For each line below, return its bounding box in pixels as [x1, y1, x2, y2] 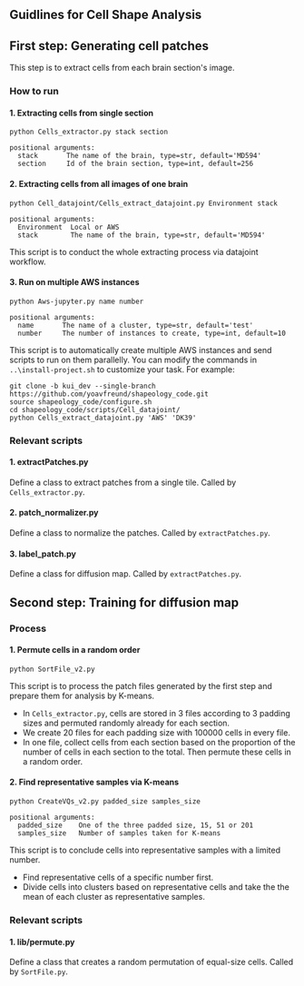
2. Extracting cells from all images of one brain [9, 178, 189, 189]
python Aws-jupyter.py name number [9, 297, 144, 306]
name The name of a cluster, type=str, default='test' [17, 320, 254, 330]
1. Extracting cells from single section [9, 107, 154, 118]
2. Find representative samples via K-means [9, 776, 180, 788]
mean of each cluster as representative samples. [22, 891, 206, 902]
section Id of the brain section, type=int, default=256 [17, 159, 254, 169]
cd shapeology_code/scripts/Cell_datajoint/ [9, 405, 181, 414]
